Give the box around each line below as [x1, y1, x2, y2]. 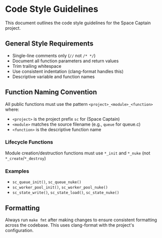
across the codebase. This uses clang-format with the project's [5, 222, 134, 228]
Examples [5, 167, 30, 174]
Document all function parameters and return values [12, 58, 119, 64]
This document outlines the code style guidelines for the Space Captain [5, 20, 151, 26]
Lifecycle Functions [5, 139, 53, 145]
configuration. [5, 227, 34, 233]
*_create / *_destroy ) [5, 155, 46, 161]
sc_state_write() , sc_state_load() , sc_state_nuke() [12, 190, 120, 195]
